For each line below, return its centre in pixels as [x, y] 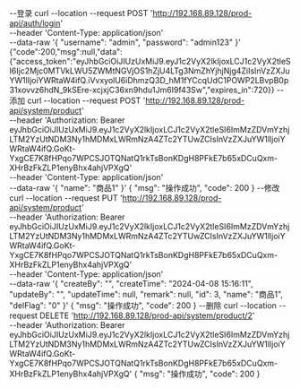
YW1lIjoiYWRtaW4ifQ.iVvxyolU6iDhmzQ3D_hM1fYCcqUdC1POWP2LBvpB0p [149, 80]
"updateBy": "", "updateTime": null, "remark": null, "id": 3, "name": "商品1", [146, 294]
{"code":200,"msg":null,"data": [66, 52]
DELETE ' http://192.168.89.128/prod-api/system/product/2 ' [147, 315]
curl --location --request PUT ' [66, 198]
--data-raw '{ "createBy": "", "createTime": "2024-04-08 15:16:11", [131, 284]
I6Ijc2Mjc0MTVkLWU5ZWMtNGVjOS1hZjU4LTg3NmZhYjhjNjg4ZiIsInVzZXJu [150, 71]
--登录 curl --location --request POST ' [81, 13]
